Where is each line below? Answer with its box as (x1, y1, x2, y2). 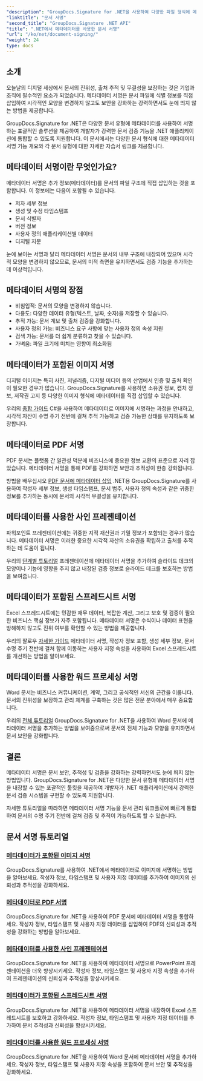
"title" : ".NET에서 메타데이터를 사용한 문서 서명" (6, 25, 120, 32)
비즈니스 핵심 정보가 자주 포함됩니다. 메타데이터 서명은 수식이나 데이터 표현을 (12, 616, 193, 624)
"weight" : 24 (6, 37, 39, 43)
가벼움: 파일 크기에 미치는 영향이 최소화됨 (14, 340, 112, 348)
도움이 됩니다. (24, 544, 56, 551)
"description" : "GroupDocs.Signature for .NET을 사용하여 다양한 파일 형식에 (6, 8, 190, 15)
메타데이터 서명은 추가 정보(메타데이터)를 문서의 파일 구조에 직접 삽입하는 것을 (6, 179, 189, 186)
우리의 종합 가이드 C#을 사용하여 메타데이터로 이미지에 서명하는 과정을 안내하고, (6, 405, 195, 413)
